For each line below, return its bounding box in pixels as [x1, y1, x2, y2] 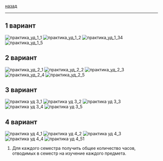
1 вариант [5, 22, 36, 30]
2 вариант [5, 54, 37, 62]
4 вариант [5, 118, 37, 126]
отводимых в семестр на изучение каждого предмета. [12, 150, 127, 156]
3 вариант [5, 86, 37, 94]
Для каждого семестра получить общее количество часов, [12, 145, 136, 151]
